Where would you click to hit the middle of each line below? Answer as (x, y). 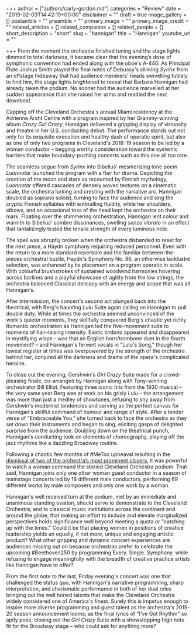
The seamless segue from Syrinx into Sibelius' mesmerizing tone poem (92, 167)
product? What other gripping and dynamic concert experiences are (88, 540)
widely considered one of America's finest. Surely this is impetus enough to (97, 601)
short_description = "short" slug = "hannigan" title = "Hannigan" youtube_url (98, 33)
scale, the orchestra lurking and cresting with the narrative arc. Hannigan (94, 191)
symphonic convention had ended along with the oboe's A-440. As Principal (98, 63)
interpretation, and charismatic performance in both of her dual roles (89, 589)
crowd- (172, 375)
